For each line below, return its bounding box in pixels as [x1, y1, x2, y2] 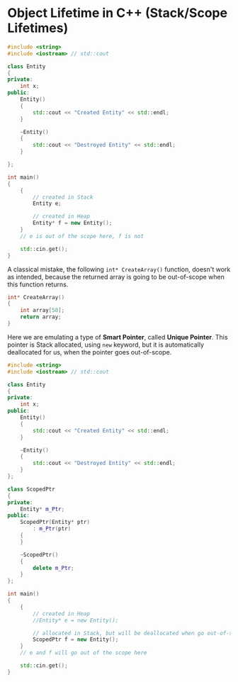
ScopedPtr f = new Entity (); [33, 636, 119, 643]
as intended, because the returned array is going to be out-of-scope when [7, 272, 225, 281]
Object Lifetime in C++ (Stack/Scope [7, 5, 228, 21]
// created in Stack [33, 194, 93, 201]
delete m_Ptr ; [33, 564, 74, 571]
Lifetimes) [7, 20, 69, 36]
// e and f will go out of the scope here [20, 649, 147, 656]
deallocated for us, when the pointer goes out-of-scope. [7, 347, 172, 356]
